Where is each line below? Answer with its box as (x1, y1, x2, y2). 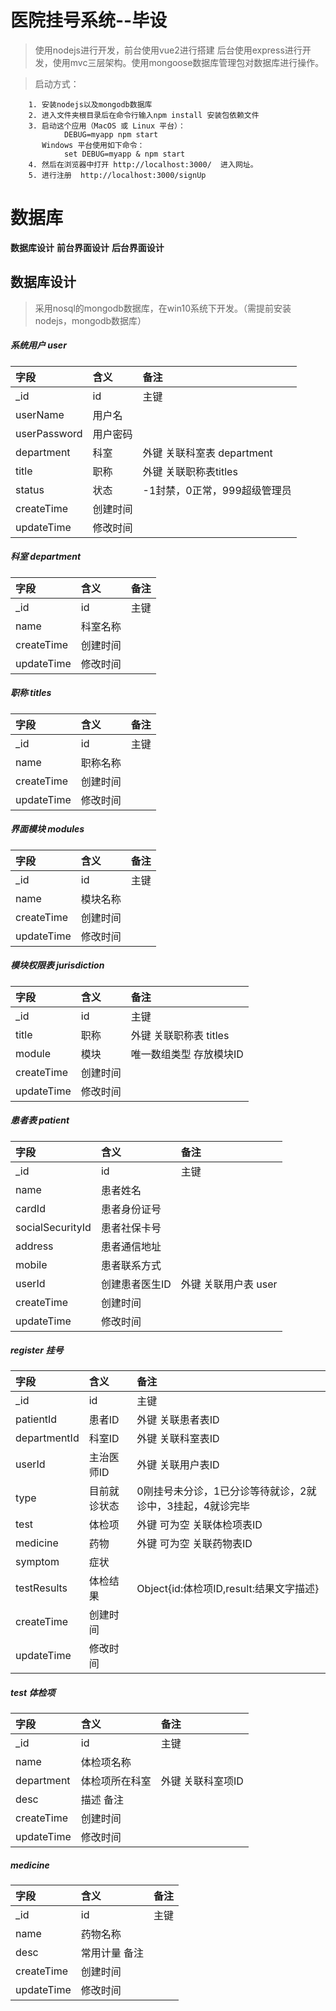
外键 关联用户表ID (136, 1458, 220, 1472)
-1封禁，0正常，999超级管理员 (142, 483, 292, 497)
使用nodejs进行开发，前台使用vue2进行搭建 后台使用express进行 (34, 44, 303, 56)
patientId (15, 1412, 58, 1426)
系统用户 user (10, 339, 67, 351)
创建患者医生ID (100, 1277, 172, 1291)
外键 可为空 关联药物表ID (136, 1537, 253, 1551)
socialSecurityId (15, 1220, 92, 1234)
